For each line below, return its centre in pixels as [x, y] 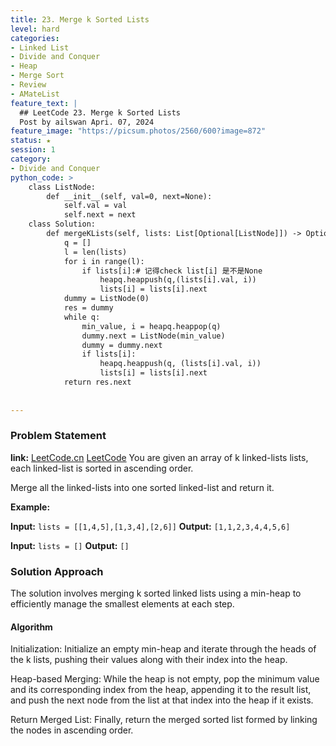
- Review [28, 85]
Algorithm [31, 627]
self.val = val [95, 206]
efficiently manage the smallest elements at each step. [122, 604]
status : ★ [31, 141]
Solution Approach [57, 571]
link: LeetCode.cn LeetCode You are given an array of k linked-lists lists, [159, 457]
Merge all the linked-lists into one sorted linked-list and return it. [142, 487]
